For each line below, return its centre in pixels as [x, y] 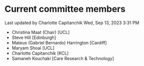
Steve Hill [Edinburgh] [34, 37]
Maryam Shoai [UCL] [33, 48]
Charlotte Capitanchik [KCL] [40, 53]
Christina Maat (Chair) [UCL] [41, 32]
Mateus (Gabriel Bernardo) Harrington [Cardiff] [59, 42]
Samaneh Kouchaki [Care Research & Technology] [63, 58]
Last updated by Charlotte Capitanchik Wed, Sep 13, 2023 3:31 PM [72, 23]
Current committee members [65, 9]
